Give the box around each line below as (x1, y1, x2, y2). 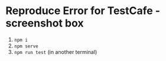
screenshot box (5, 16, 84, 30)
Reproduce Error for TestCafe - (5, 4, 161, 18)
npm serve (14, 43, 39, 49)
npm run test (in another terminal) (14, 48, 97, 55)
